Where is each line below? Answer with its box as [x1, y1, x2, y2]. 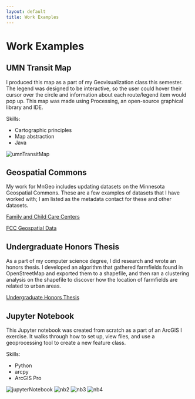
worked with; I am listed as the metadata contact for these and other [6, 196, 172, 203]
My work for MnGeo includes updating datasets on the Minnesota [6, 183, 165, 190]
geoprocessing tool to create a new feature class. [6, 339, 126, 346]
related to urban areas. [6, 282, 62, 289]
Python [14, 362, 32, 369]
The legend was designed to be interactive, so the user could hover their [6, 85, 182, 92]
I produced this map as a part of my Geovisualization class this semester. [6, 78, 183, 85]
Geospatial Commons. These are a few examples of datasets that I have [6, 189, 180, 196]
